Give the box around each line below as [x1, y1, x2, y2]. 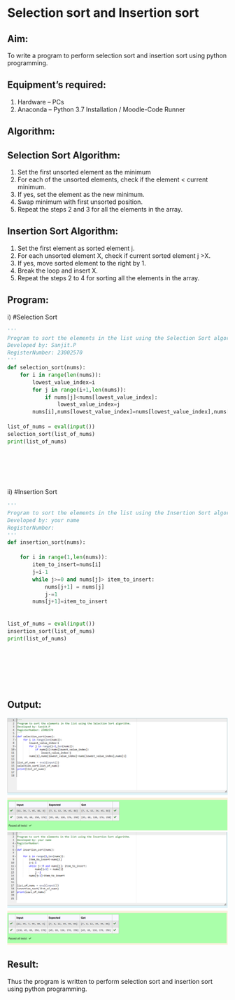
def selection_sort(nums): [7, 364, 86, 371]
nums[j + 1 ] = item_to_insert [32, 598, 108, 605]
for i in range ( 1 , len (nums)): [20, 554, 108, 561]
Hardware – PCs [17, 97, 64, 106]
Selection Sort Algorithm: [7, 149, 121, 161]
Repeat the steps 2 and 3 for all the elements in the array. [17, 205, 183, 214]
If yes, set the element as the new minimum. [17, 191, 145, 199]
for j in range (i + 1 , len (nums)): [32, 386, 127, 393]
